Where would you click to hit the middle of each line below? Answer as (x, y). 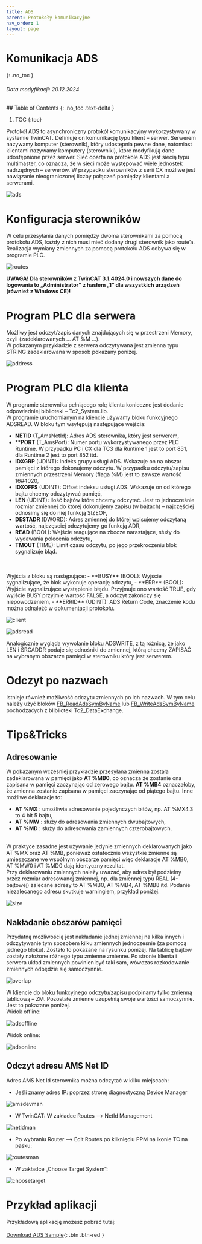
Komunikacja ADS (52, 59)
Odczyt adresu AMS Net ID (58, 1066)
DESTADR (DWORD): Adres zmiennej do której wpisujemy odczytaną (101, 519)
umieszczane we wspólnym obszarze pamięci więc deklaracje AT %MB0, (97, 859)
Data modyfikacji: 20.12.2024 (43, 89)
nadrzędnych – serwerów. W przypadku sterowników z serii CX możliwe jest (101, 170)
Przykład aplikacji (52, 1205)
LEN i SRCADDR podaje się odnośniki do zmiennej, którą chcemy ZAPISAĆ (99, 650)
